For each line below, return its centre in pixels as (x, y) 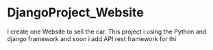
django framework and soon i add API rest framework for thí (92, 38)
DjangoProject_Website (75, 13)
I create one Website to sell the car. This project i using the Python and (107, 32)
